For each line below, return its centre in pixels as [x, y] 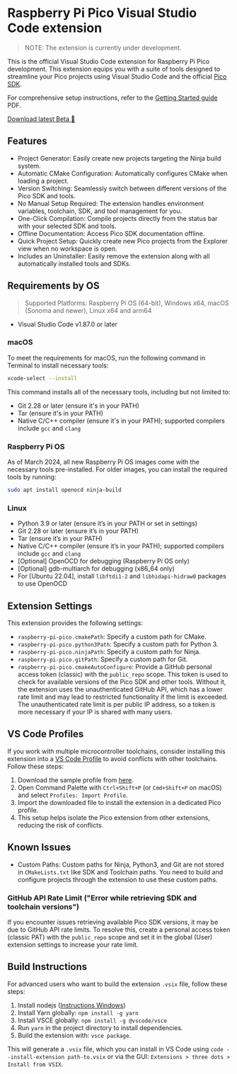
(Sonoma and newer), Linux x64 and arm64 [88, 310]
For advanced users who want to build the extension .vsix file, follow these [117, 984]
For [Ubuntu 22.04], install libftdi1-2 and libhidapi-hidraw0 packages [122, 576]
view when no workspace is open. [68, 248]
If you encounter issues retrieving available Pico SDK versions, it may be [113, 922]
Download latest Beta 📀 [41, 119]
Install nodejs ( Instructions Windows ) [71, 1005]
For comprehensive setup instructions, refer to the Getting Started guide [112, 98]
